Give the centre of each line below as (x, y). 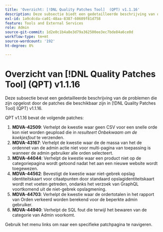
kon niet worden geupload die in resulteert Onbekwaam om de (74, 132)
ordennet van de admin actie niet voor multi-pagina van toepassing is (81, 148)
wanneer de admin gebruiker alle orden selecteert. (63, 153)
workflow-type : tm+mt (27, 37)
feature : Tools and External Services (44, 23)
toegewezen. (25, 168)
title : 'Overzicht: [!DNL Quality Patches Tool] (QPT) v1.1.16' (72, 9)
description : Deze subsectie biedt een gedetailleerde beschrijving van (80, 14)
